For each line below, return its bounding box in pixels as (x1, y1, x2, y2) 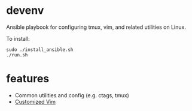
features (6, 72, 50, 86)
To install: (6, 35, 30, 42)
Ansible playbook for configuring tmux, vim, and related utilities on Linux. (6, 23, 187, 31)
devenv (6, 4, 44, 17)
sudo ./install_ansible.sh (6, 46, 74, 53)
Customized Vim (14, 98, 56, 105)
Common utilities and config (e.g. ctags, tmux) (14, 91, 130, 99)
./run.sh (6, 52, 28, 58)
